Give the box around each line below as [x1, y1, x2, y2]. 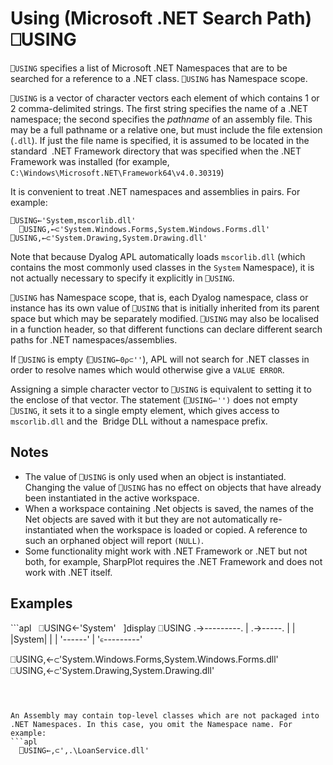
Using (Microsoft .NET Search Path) [10, 7, 313, 30]
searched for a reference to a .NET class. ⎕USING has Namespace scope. [10, 72, 308, 84]
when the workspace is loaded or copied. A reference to [75, 523, 308, 536]
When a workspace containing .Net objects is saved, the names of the [24, 502, 314, 514]
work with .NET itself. [24, 566, 113, 578]
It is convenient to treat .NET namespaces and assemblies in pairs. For [10, 185, 301, 197]
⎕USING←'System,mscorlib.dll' [10, 215, 137, 226]
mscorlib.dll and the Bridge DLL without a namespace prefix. [10, 415, 268, 427]
